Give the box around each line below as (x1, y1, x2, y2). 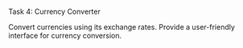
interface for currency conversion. (8, 31, 122, 40)
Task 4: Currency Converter (8, 7, 101, 16)
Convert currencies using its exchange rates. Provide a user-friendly (8, 22, 236, 31)
